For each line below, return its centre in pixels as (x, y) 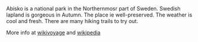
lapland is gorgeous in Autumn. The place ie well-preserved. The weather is (99, 15)
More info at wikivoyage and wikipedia (53, 33)
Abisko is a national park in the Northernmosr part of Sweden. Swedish (93, 9)
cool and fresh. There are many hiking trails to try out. (72, 21)
